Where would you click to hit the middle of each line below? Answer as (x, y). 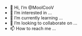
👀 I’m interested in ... (31, 13)
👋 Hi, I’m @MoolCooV (32, 8)
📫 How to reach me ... (33, 28)
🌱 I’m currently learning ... (36, 18)
